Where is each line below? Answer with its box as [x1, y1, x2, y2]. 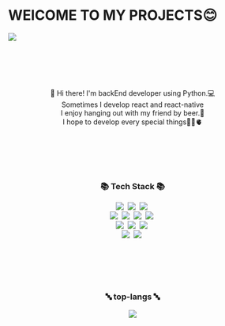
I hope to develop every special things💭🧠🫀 [62, 117, 203, 127]
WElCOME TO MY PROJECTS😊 [8, 6, 218, 25]
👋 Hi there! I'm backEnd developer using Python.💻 [50, 88, 216, 97]
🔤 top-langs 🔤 [105, 291, 160, 302]
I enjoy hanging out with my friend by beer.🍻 [60, 108, 205, 117]
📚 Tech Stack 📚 [99, 180, 166, 191]
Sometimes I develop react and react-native [62, 100, 204, 109]
